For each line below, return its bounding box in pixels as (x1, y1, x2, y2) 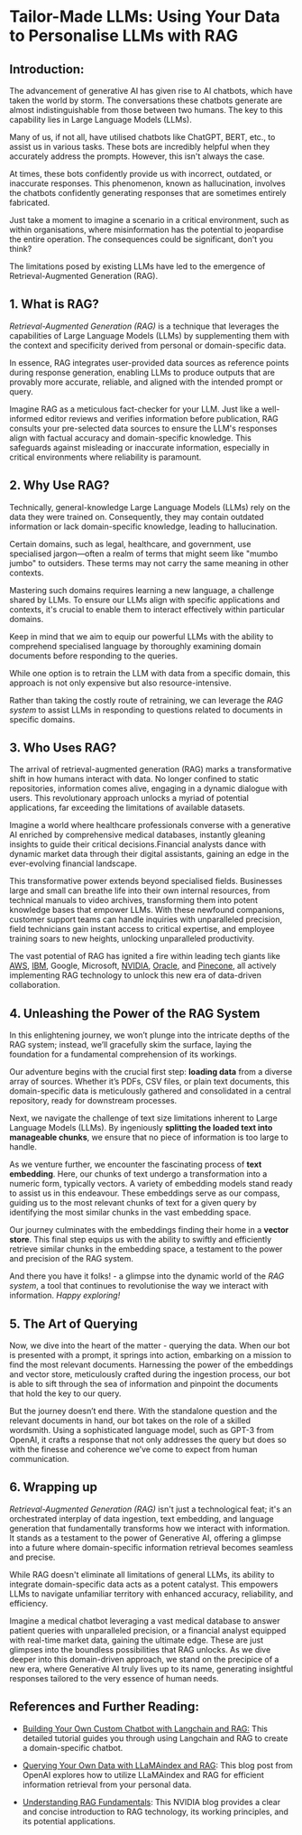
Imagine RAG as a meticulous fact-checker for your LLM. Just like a (9, 404, 260, 415)
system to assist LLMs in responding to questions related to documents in (9, 704, 283, 715)
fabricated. (9, 197, 50, 208)
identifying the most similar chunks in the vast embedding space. (9, 1207, 252, 1218)
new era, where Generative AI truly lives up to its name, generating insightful (9, 1663, 294, 1674)
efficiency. (9, 1597, 49, 1608)
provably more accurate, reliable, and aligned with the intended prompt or (9, 377, 284, 387)
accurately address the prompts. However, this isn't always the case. (9, 151, 265, 162)
